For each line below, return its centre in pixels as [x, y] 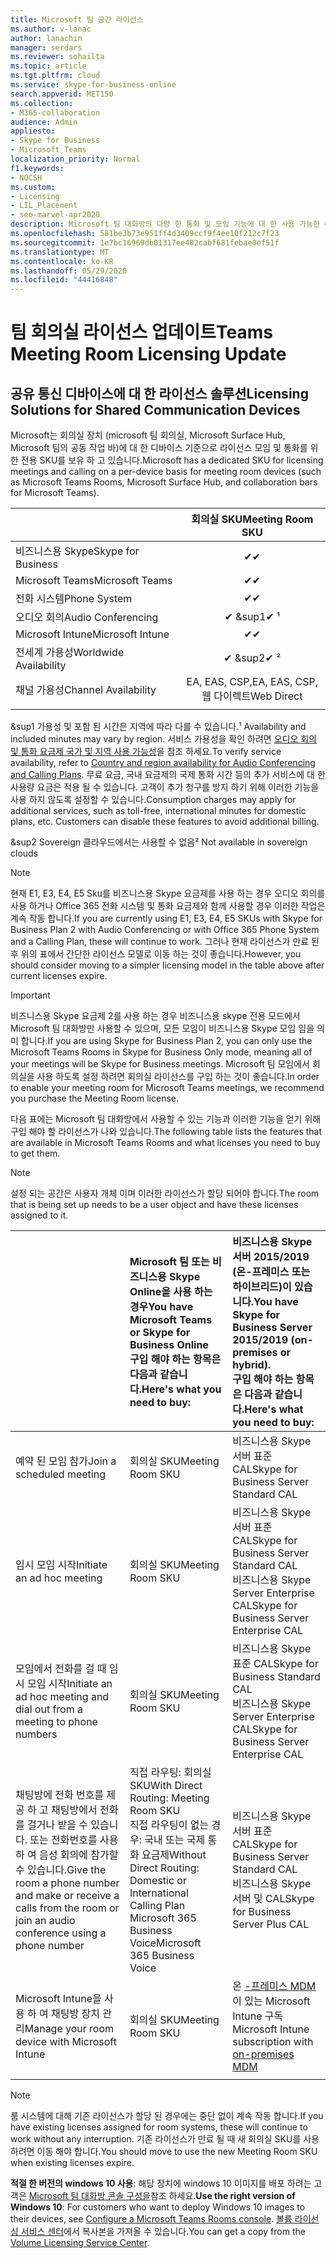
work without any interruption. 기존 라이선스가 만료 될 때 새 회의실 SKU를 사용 [165, 2139]
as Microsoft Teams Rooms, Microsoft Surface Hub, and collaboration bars [164, 482]
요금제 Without [174, 1855]
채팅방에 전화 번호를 [60, 1795]
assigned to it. [39, 1215]
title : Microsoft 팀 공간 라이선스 [77, 19]
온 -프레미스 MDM [274, 1986]
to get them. [35, 1153]
